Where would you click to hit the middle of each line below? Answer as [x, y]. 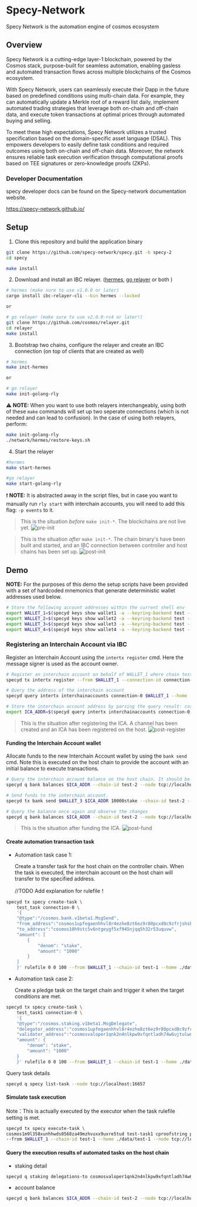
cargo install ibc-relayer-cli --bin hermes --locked [73, 296]
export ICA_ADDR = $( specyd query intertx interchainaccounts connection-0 [98, 712]
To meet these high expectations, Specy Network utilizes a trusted [86, 132]
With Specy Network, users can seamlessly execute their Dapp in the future [98, 89]
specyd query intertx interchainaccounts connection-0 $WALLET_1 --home [97, 696]
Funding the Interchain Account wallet [54, 743]
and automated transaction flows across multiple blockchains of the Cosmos [98, 72]
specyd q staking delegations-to [47, 1176]
